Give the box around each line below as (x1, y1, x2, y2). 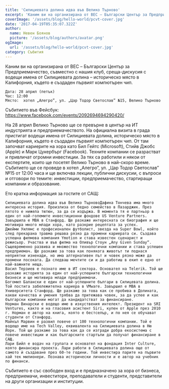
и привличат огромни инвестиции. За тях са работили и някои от (5, 154, 146, 160)
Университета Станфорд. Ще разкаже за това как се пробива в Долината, (5, 288, 158, 293)
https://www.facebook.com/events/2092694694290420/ (5, 112, 125, 118)
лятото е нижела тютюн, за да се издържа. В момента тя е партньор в (5, 209, 154, 214)
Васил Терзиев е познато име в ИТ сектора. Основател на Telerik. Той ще (5, 266, 163, 271)
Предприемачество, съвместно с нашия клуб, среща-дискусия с (5, 68, 146, 74)
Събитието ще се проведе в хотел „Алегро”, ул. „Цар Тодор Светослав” (5, 165, 159, 171)
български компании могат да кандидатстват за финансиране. (5, 297, 134, 302)
